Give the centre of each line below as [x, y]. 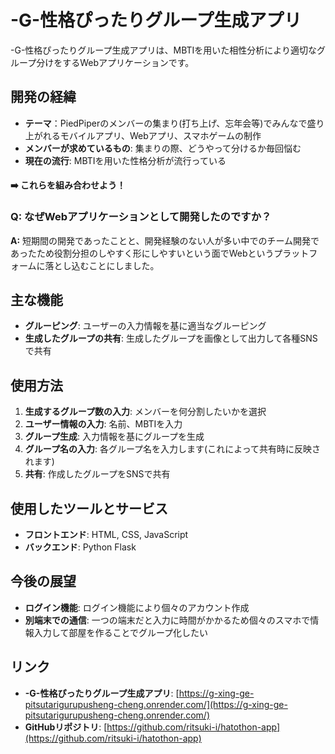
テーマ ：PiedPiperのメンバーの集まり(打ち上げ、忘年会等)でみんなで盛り [174, 123]
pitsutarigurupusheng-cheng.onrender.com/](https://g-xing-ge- [156, 704]
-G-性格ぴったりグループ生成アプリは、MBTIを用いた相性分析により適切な [164, 50]
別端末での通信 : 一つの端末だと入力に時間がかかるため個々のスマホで [167, 620]
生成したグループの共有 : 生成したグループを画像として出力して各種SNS [171, 338]
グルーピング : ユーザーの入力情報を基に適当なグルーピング [145, 326]
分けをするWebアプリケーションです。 [115, 62]
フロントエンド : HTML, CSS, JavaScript [106, 535]
